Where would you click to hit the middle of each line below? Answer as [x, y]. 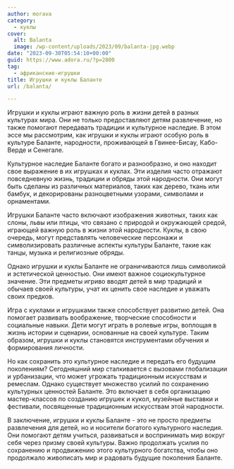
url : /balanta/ [30, 86]
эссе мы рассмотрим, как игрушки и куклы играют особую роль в [108, 135]
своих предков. [31, 296]
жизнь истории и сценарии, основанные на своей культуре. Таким [108, 332]
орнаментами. [29, 202]
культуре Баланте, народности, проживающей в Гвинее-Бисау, [103, 143]
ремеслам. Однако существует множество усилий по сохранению [108, 384]
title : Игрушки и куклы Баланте [55, 80]
